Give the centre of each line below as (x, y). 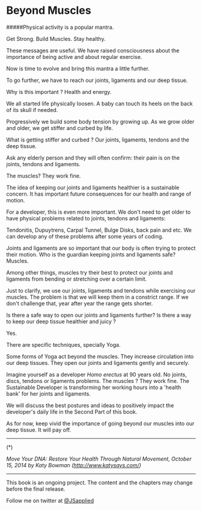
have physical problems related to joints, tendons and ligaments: (86, 218)
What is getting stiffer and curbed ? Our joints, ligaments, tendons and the (98, 140)
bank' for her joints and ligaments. (49, 393)
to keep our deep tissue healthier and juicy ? (61, 321)
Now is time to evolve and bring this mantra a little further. (78, 68)
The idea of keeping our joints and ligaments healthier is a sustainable (93, 187)
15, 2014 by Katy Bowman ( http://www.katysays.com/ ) (74, 465)
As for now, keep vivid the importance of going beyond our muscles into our (100, 423)
